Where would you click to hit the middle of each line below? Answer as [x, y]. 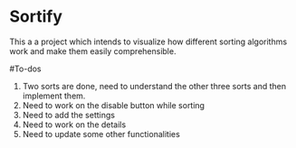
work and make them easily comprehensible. [93, 51]
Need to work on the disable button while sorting [114, 105]
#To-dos [25, 69]
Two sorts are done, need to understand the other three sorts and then [154, 86]
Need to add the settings [69, 115]
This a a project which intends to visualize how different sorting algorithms [148, 42]
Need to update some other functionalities [101, 134]
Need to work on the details [74, 125]
